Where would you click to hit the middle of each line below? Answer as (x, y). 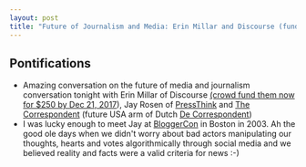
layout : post (34, 18)
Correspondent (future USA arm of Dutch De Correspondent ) (137, 114)
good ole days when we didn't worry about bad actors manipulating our (157, 134)
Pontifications (50, 63)
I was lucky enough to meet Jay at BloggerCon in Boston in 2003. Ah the (159, 124)
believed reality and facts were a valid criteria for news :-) (131, 153)
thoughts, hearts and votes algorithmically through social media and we (157, 143)
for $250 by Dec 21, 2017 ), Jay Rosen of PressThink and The (136, 105)
